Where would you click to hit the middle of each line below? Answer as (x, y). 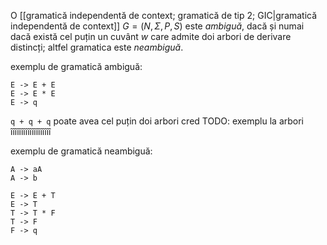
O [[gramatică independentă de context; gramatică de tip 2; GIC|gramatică (164, 15)
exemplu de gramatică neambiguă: (81, 151)
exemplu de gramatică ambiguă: (76, 66)
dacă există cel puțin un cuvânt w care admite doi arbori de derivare (151, 36)
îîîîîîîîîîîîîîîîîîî (31, 131)
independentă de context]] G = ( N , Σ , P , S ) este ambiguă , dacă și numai (157, 26)
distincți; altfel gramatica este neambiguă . (97, 47)
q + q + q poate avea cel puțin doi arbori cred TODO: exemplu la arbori (157, 121)
